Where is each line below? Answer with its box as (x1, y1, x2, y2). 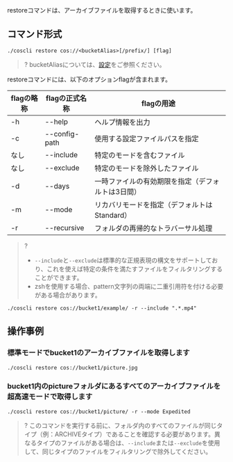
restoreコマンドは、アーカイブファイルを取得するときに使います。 (7, 6, 197, 14)
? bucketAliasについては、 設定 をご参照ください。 (24, 60, 166, 68)
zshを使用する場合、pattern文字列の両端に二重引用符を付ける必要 (34, 282, 224, 290)
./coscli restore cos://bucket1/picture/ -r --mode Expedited (7, 408, 191, 415)
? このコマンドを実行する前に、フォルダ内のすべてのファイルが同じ (24, 421, 217, 429)
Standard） (94, 210, 132, 220)
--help (44, 117, 68, 127)
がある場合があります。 (34, 291, 102, 299)
